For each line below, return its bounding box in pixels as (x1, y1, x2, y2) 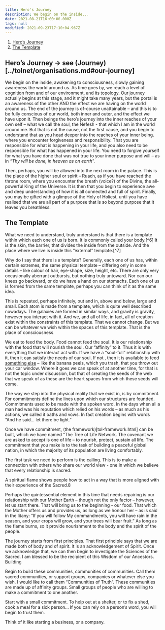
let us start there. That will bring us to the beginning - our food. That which (5, 502, 157, 508)
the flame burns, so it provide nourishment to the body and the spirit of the (5, 523, 157, 529)
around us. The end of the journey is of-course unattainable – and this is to (5, 106, 157, 111)
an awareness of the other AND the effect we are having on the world (5, 100, 146, 106)
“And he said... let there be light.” (5, 416, 72, 422)
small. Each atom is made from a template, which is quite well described (5, 303, 152, 309)
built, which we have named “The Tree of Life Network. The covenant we (5, 431, 154, 437)
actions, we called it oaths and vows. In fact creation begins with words (5, 411, 150, 417)
